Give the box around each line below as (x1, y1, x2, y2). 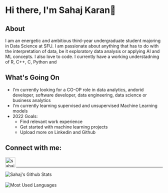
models (12, 107, 28, 114)
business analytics (12, 97, 51, 103)
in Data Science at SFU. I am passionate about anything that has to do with (5, 43, 159, 49)
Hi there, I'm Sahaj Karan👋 (5, 4, 116, 16)
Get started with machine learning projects (19, 123, 108, 129)
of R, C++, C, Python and (5, 59, 57, 64)
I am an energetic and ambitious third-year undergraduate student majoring (5, 37, 161, 43)
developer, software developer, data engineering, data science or (12, 92, 147, 98)
